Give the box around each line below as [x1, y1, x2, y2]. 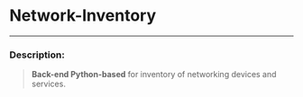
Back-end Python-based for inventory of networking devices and [31, 69, 277, 80]
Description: [9, 48, 65, 61]
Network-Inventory [9, 5, 157, 26]
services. [31, 78, 66, 90]
